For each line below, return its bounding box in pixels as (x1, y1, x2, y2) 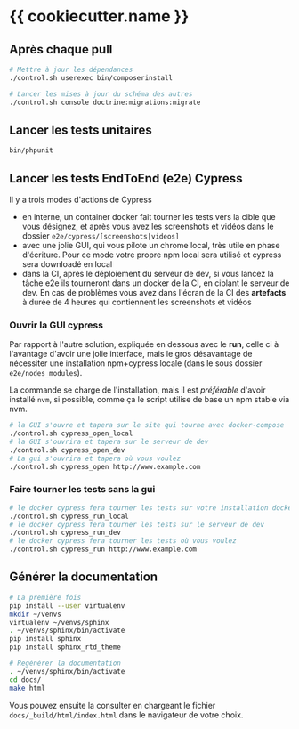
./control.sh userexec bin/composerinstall (9, 73, 174, 82)
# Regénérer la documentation (9, 659, 122, 668)
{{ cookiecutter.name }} (9, 6, 190, 27)
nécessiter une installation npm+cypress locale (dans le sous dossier (9, 358, 263, 369)
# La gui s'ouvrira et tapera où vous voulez (9, 454, 181, 463)
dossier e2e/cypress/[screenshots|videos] (21, 231, 180, 241)
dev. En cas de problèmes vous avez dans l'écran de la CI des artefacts (21, 288, 287, 297)
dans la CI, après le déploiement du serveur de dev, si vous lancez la (21, 269, 274, 279)
